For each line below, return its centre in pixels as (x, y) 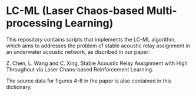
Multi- (162, 11)
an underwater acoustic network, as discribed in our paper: (78, 52)
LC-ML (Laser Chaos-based (75, 11)
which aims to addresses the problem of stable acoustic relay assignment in (98, 46)
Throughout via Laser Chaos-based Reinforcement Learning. (80, 69)
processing (34, 23)
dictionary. (19, 87)
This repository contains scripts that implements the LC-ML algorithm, (91, 39)
